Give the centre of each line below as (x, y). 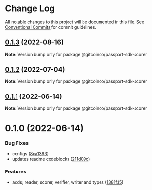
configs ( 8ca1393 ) (30, 153)
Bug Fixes (17, 143)
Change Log (30, 9)
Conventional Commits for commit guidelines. (51, 27)
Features (16, 171)
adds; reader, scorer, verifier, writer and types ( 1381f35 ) (68, 182)
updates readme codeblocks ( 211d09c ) (51, 159)
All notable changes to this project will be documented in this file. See (75, 22)
